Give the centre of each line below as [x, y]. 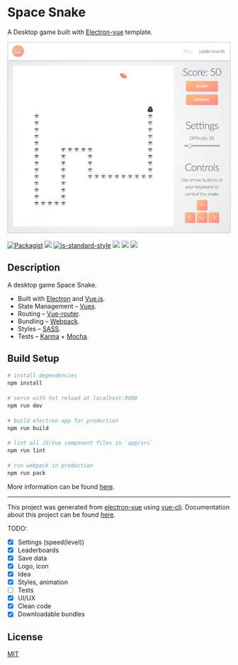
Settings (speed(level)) [51, 542]
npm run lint [27, 451]
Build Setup [33, 359]
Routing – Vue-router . [49, 314]
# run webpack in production [50, 466]
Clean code [34, 606]
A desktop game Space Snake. [52, 285]
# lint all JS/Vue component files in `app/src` [80, 443]
